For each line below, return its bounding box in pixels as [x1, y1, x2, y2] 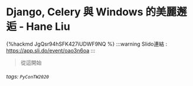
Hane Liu [26, 20, 71, 33]
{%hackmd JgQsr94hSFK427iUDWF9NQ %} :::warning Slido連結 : [6, 40, 167, 47]
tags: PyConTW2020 [6, 73, 49, 80]
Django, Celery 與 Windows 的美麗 [6, 5, 177, 19]
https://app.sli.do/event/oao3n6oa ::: [6, 47, 96, 54]
